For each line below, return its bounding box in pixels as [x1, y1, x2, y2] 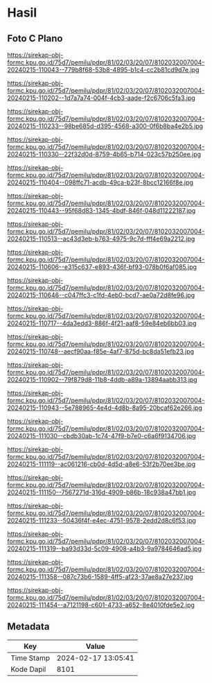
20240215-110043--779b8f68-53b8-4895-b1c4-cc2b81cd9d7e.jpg [7, 66, 200, 74]
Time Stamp [10, 653, 51, 663]
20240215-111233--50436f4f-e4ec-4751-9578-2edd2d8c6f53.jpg [7, 517, 196, 524]
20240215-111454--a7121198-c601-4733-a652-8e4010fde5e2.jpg [7, 601, 195, 609]
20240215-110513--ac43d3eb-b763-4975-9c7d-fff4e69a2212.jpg [7, 234, 195, 243]
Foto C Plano [7, 33, 63, 44]
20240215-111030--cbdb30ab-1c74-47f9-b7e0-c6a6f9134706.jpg [7, 432, 196, 440]
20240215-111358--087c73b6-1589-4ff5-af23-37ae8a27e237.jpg [7, 573, 194, 580]
